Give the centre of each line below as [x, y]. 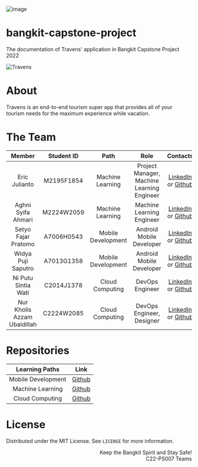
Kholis [23, 310]
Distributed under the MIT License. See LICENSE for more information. [90, 441]
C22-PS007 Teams [169, 458]
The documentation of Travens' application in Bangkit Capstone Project [93, 49]
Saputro [23, 268]
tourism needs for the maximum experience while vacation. [78, 113]
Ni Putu [23, 278]
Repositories [38, 350]
